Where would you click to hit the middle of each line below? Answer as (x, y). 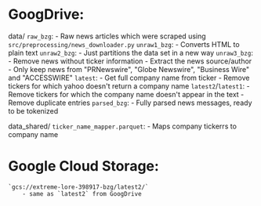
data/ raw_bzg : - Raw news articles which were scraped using (107, 36)
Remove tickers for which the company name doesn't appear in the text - (126, 94)
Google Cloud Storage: (83, 166)
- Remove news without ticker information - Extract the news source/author (130, 61)
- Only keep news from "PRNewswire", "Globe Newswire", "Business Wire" (129, 69)
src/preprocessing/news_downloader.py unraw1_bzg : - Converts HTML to (124, 44)
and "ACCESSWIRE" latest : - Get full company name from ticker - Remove (129, 78)
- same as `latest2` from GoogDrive (82, 193)
